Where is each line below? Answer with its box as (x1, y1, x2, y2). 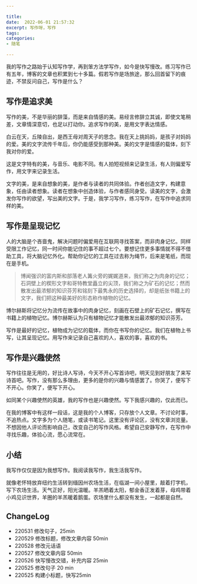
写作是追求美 (6, 96, 53, 106)
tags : (6, 30, 19, 36)
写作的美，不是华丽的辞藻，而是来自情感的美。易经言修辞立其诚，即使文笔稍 (6, 113, 191, 120)
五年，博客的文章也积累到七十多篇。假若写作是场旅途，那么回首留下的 (11, 71, 181, 77)
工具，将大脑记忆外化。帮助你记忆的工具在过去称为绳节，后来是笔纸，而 (11, 252, 186, 259)
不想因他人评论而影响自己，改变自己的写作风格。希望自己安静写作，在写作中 (6, 424, 191, 431)
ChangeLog (6, 511, 50, 521)
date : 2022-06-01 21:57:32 (6, 19, 75, 25)
